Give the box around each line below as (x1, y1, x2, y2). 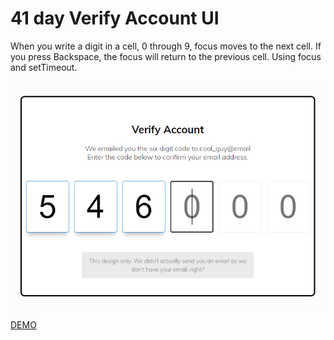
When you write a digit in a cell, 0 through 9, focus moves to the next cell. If (10, 40, 322, 52)
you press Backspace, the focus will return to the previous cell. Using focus (10, 50, 322, 62)
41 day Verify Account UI (10, 7, 220, 30)
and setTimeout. (10, 61, 78, 73)
